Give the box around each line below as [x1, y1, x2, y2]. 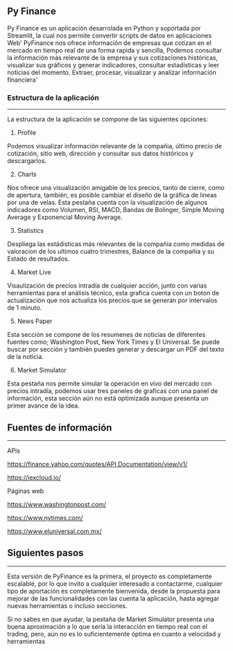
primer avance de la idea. [7, 401, 80, 410]
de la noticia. [7, 353, 44, 361]
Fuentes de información [7, 422, 112, 433]
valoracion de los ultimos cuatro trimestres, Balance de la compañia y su [7, 248, 215, 256]
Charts [17, 170, 37, 179]
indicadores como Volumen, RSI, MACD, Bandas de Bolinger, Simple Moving [7, 206, 225, 214]
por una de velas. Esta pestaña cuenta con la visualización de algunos [7, 198, 208, 207]
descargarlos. [7, 157, 47, 165]
